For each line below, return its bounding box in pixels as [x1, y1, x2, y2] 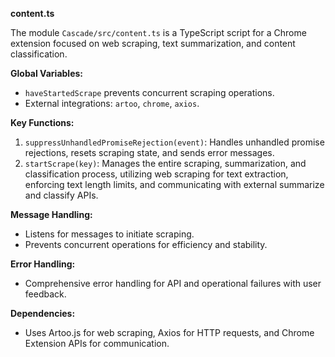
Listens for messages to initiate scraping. [24, 228, 195, 240]
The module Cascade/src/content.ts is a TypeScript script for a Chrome [10, 27, 307, 38]
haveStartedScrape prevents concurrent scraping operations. [24, 87, 275, 98]
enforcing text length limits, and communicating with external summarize [24, 179, 325, 190]
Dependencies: [10, 308, 76, 319]
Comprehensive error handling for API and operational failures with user [24, 278, 322, 289]
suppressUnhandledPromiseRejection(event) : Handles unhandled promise [24, 136, 325, 148]
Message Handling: [10, 209, 93, 220]
